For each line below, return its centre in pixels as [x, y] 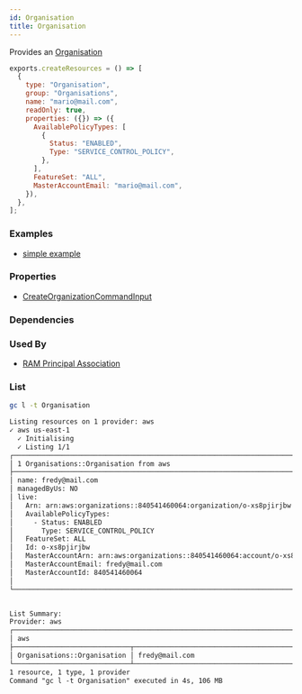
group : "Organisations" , [72, 94]
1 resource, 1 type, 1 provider [70, 672]
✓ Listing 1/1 [44, 447]
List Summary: [36, 614]
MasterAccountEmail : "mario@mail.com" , [107, 186]
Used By [28, 343]
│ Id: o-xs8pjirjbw [50, 548]
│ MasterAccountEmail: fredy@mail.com [86, 564]
